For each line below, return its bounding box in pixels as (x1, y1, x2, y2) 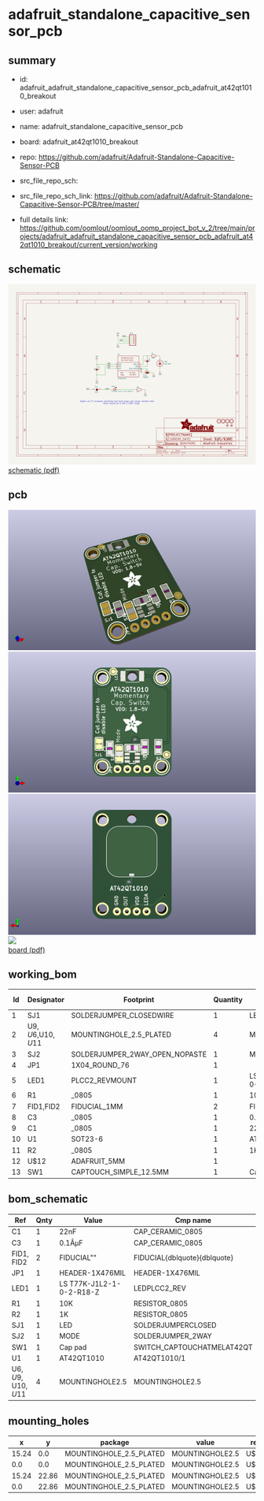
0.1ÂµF (58, 1238, 84, 1247)
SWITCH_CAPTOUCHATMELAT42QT (133, 1342, 253, 1352)
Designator (27, 995, 65, 1005)
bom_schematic (8, 1192, 89, 1206)
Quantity (213, 995, 244, 1005)
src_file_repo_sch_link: (19, 191, 93, 200)
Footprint (123, 995, 155, 1005)
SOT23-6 (71, 1135, 104, 1144)
